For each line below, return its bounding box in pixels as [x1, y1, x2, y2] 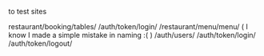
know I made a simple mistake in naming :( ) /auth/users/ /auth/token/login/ [8, 31, 256, 39]
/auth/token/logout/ [8, 39, 73, 48]
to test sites [8, 7, 47, 16]
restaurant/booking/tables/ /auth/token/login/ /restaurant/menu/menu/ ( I [8, 22, 248, 31]
